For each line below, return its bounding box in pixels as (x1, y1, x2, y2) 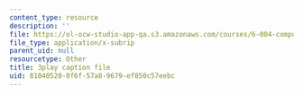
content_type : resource (9, 13, 99, 22)
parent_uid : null (9, 47, 75, 56)
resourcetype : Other (9, 55, 87, 64)
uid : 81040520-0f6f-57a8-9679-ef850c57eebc (9, 72, 176, 81)
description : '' (9, 21, 70, 30)
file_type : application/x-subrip (9, 38, 135, 47)
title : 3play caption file (9, 64, 111, 73)
